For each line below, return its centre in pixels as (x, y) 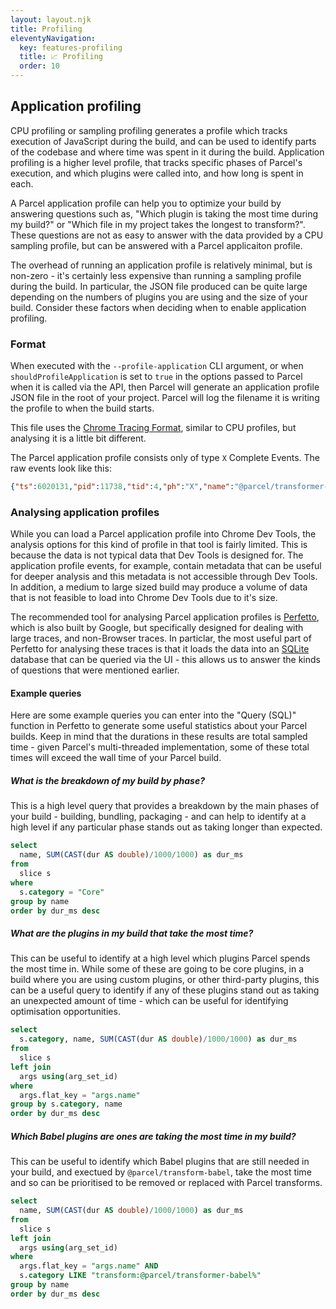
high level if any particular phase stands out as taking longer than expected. (166, 827)
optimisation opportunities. (65, 1012)
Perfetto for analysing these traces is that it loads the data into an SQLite (160, 649)
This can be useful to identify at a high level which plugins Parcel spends (160, 958)
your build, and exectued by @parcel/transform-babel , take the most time (161, 1172)
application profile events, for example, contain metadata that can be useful (166, 566)
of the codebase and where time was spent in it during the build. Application (167, 152)
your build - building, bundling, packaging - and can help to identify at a (158, 817)
